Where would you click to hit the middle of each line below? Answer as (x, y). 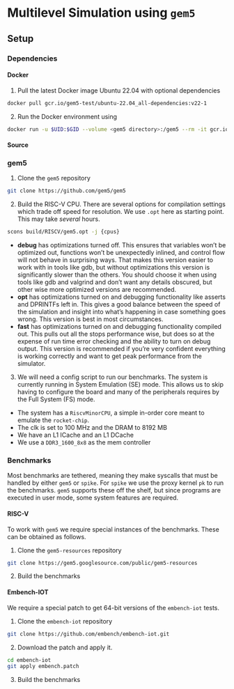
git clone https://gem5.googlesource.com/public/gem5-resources (102, 563)
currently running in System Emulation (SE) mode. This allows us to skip (120, 385)
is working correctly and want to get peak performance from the (109, 356)
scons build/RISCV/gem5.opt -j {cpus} (63, 232)
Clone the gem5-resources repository (69, 550)
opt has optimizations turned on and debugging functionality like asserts (122, 297)
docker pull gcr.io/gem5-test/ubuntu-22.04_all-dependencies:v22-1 (107, 103)
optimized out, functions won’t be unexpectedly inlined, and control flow (121, 253)
